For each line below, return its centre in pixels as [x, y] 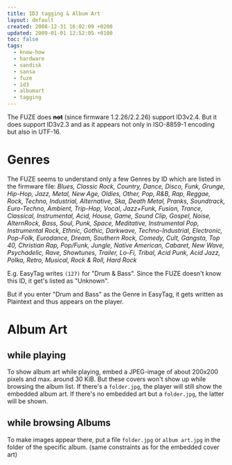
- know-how [29, 53]
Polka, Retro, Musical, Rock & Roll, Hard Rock [72, 260]
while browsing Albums [59, 423]
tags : [15, 46]
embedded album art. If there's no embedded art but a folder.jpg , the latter [116, 394]
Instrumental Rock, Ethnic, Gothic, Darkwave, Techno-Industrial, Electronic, [115, 230]
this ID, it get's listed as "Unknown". [58, 281]
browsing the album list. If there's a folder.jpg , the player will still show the [115, 386]
